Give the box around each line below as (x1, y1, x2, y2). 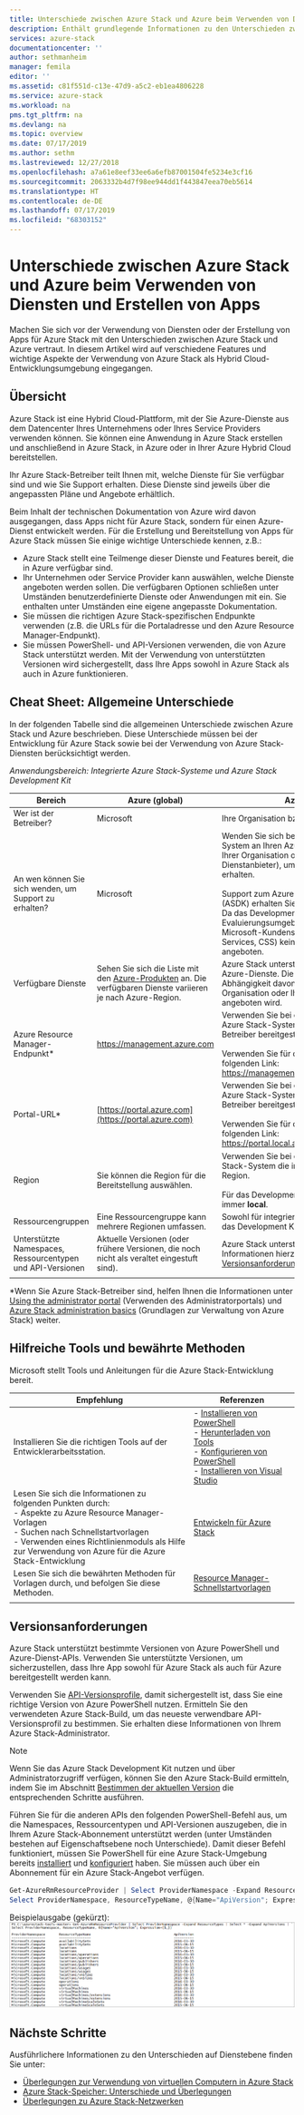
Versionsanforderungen (9, 1619, 148, 1634)
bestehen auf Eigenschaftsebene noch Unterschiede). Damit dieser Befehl (9, 1838, 287, 1849)
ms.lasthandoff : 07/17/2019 (9, 206, 116, 215)
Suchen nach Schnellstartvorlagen (20, 1526, 149, 1537)
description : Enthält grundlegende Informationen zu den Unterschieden (9, 24, 285, 34)
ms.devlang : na (9, 120, 67, 129)
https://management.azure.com (96, 1038, 214, 1049)
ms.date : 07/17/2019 (9, 139, 88, 149)
